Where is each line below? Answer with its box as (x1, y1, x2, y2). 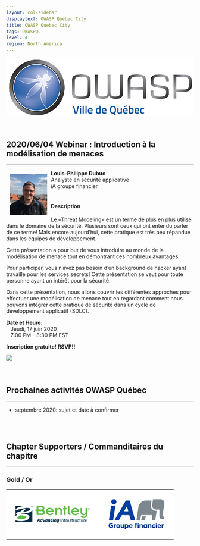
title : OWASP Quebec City (6, 22, 70, 28)
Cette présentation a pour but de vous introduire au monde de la (6, 246, 164, 253)
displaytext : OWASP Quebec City (6, 15, 86, 22)
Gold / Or (6, 476, 33, 484)
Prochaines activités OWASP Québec (6, 385, 147, 396)
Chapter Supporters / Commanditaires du (6, 441, 164, 451)
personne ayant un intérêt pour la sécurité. (6, 277, 111, 284)
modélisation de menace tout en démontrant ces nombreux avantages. (6, 253, 180, 260)
